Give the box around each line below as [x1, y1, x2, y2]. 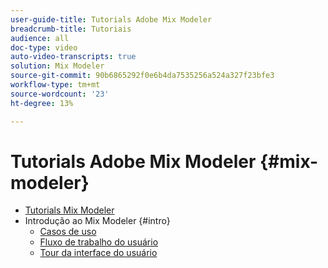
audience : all [10, 33, 70, 43]
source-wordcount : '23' [10, 89, 110, 99]
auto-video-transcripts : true [10, 52, 137, 62]
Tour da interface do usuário [39, 247, 158, 259]
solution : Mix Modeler [10, 61, 105, 71]
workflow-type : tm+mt [10, 80, 101, 90]
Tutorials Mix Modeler [24, 204, 115, 216]
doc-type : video [10, 42, 78, 53]
